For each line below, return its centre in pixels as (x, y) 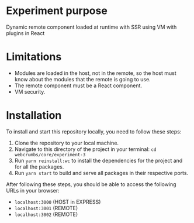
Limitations (34, 57)
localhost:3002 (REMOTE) (46, 214)
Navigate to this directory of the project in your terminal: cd (85, 149)
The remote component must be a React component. (78, 85)
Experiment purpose (57, 11)
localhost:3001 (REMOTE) (46, 208)
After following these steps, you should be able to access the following (91, 184)
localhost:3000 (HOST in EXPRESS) (58, 202)
